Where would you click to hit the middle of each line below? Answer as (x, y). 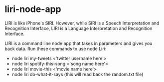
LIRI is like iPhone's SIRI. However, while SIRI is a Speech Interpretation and (82, 23)
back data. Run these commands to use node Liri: (56, 48)
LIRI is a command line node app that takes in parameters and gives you (79, 43)
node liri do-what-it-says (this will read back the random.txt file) (78, 74)
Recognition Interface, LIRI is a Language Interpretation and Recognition (79, 28)
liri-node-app (33, 9)
